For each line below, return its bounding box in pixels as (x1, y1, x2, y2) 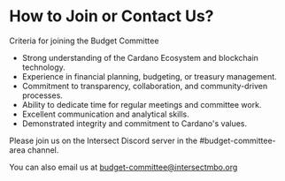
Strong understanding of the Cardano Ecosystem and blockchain (21, 52, 259, 63)
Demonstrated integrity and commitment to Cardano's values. (21, 117, 248, 129)
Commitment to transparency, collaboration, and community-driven (21, 80, 268, 91)
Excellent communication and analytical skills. (21, 109, 189, 119)
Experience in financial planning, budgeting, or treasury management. (21, 71, 277, 81)
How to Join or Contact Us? (9, 6, 214, 26)
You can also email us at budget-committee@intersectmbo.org (9, 162, 238, 172)
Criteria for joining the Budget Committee (9, 35, 159, 46)
